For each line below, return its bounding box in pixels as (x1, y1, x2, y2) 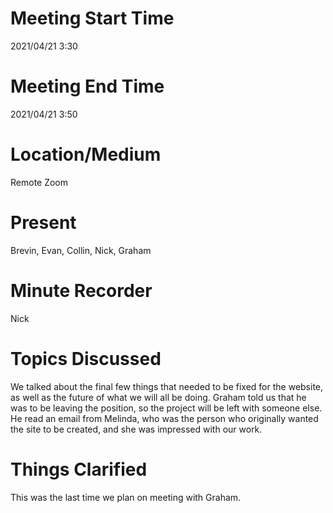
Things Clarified (10, 458, 148, 481)
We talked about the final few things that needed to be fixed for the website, (10, 380, 324, 392)
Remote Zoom (10, 176, 69, 188)
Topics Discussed (10, 347, 162, 370)
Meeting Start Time (10, 7, 175, 30)
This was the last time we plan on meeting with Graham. (10, 491, 242, 503)
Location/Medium (10, 143, 162, 166)
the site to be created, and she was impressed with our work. (10, 423, 263, 435)
